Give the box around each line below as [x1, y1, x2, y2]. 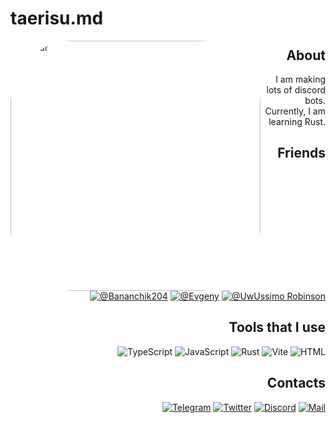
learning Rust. [268, 116, 326, 127]
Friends [277, 145, 326, 162]
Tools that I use [228, 319, 326, 336]
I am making [275, 73, 326, 85]
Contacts [266, 375, 326, 392]
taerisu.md [10, 7, 104, 30]
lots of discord [266, 84, 326, 96]
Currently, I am [264, 105, 326, 117]
